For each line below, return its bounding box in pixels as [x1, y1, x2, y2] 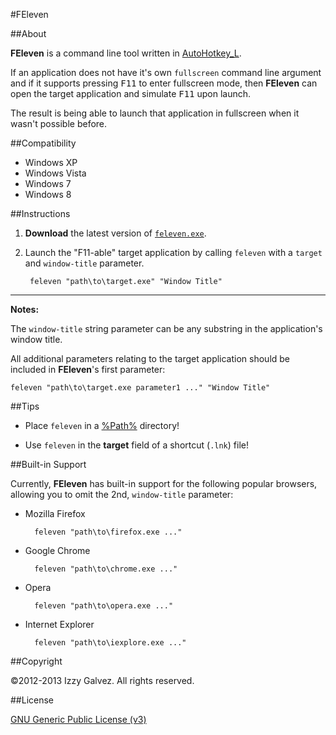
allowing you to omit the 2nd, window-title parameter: [10, 489, 234, 500]
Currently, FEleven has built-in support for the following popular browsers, [10, 478, 318, 489]
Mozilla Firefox [24, 508, 86, 519]
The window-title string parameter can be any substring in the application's [10, 323, 323, 334]
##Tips [10, 400, 40, 412]
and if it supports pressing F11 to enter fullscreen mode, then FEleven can [10, 77, 318, 89]
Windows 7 [24, 178, 72, 189]
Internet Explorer [24, 619, 95, 630]
